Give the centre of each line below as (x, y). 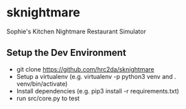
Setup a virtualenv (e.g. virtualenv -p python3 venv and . (96, 76)
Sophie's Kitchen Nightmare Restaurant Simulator (77, 31)
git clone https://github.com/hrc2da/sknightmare (85, 69)
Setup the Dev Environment (66, 53)
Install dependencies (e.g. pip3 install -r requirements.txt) (98, 91)
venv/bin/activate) (42, 84)
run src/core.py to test (48, 98)
